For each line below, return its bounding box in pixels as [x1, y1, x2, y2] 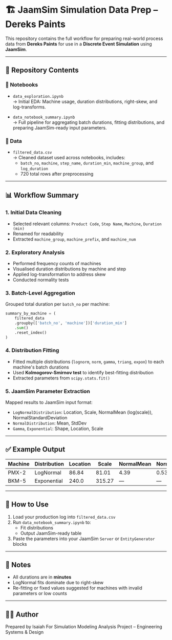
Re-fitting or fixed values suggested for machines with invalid [12, 585, 142, 591]
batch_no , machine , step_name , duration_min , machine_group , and [20, 160, 154, 166]
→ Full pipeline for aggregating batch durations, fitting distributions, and [12, 119, 165, 125]
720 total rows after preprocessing [20, 170, 94, 177]
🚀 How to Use [5, 500, 49, 509]
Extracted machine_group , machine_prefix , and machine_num [12, 236, 136, 242]
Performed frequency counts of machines [12, 260, 101, 266]
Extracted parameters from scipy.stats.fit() [12, 375, 110, 381]
